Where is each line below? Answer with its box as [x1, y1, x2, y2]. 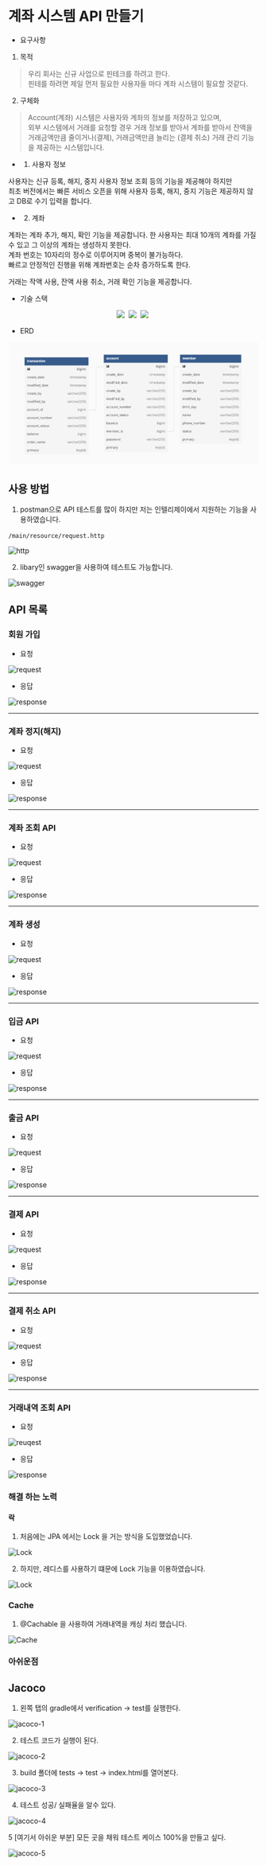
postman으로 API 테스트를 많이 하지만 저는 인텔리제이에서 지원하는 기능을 [19, 504, 249, 514]
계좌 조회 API [8, 822, 56, 833]
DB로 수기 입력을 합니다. [16, 196, 92, 205]
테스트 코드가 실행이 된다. [19, 1735, 99, 1745]
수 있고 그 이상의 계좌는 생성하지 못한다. [8, 240, 131, 249]
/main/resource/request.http [8, 532, 105, 540]
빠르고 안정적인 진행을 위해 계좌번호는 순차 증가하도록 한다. [8, 259, 191, 269]
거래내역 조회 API [8, 1402, 72, 1413]
